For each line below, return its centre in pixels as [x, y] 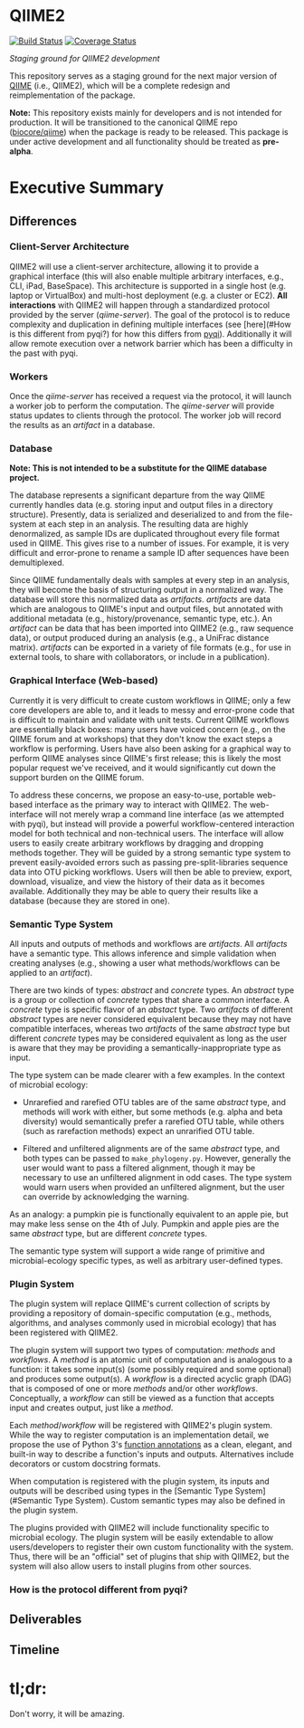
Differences [43, 221]
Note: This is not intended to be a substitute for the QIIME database [138, 468]
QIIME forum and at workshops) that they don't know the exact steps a [141, 739]
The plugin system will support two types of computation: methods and [142, 1351]
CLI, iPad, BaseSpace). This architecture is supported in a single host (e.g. [148, 285]
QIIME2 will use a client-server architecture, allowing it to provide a [134, 266]
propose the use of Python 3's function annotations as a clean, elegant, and [151, 1445]
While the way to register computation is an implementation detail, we [139, 1435]
